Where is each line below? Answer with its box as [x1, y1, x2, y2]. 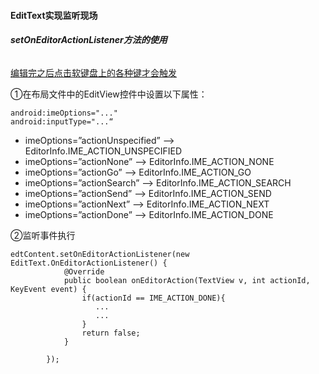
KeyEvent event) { [10, 284, 87, 294]
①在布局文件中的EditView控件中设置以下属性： [10, 88, 208, 100]
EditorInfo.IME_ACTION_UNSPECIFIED [24, 145, 183, 157]
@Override [63, 266, 105, 277]
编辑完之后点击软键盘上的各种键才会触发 [10, 66, 177, 79]
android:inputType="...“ [10, 116, 114, 127]
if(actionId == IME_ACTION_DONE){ [81, 293, 226, 303]
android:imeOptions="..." [10, 108, 118, 118]
